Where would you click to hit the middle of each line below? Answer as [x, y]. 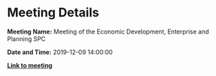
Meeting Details [53, 13]
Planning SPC [26, 38]
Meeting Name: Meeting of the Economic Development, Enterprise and [108, 31]
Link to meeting [30, 65]
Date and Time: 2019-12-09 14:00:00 [60, 52]
